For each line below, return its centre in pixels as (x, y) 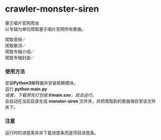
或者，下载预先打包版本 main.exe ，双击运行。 (51, 95)
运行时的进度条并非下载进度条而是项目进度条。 (52, 133)
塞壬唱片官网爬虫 (22, 23)
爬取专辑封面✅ (20, 57)
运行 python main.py (26, 89)
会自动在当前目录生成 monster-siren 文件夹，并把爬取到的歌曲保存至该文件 (80, 101)
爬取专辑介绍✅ (20, 52)
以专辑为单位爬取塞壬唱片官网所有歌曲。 (45, 29)
